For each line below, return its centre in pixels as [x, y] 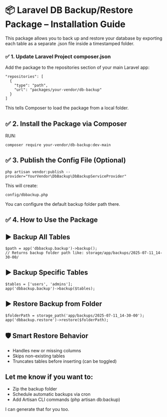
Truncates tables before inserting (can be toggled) [64, 361]
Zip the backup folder [35, 389]
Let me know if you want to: [49, 377]
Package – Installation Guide [65, 24]
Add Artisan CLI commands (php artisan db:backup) [66, 399]
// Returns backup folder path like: [45, 253]
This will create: [22, 185]
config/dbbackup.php [27, 195]
